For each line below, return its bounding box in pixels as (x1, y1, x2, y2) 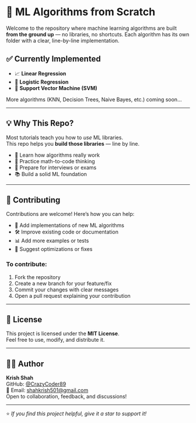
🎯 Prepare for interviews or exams (14, 164, 97, 171)
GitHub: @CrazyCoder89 (6, 380, 66, 388)
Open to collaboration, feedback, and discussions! (6, 393, 127, 400)
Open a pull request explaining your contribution (14, 292, 131, 299)
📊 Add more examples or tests (14, 237, 89, 245)
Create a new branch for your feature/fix (14, 280, 112, 287)
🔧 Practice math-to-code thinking (14, 157, 95, 164)
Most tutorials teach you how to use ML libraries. (6, 134, 124, 141)
